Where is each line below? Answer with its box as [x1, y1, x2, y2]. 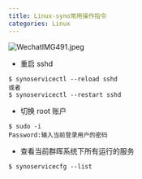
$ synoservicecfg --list [8, 162, 93, 171]
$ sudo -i [8, 122, 42, 130]
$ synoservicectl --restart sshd [8, 90, 122, 98]
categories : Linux [8, 20, 71, 28]
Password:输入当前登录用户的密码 [8, 131, 108, 139]
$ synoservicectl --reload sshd [8, 75, 118, 83]
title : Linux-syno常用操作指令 [8, 11, 107, 20]
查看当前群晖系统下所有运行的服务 [19, 146, 135, 155]
